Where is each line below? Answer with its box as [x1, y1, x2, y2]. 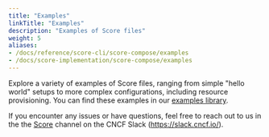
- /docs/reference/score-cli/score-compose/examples [8, 49, 189, 57]
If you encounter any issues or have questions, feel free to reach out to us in [8, 111, 262, 120]
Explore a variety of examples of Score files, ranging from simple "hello [8, 78, 245, 88]
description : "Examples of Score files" [8, 26, 147, 34]
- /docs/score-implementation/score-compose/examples [8, 57, 193, 65]
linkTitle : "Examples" [8, 19, 85, 27]
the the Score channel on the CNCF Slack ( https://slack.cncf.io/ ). [8, 119, 224, 129]
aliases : [8, 42, 38, 50]
